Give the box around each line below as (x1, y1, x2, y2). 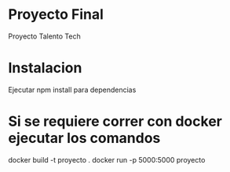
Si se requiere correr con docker (8, 112, 222, 130)
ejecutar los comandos (8, 130, 161, 147)
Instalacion (8, 59, 82, 77)
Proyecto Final (8, 5, 104, 24)
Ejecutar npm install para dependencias (8, 85, 137, 94)
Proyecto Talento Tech (8, 31, 81, 41)
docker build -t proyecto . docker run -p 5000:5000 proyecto (8, 155, 206, 164)
